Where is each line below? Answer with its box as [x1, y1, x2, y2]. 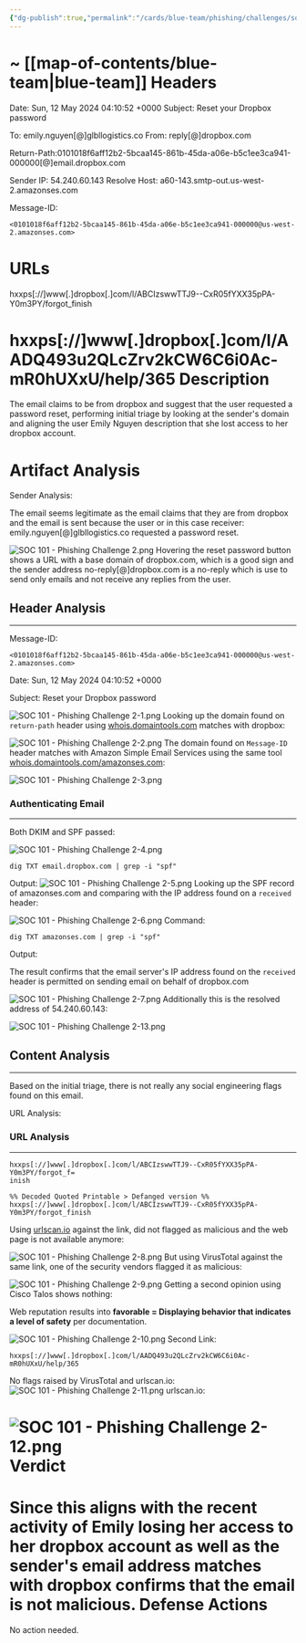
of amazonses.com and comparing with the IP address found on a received [9, 887, 291, 899]
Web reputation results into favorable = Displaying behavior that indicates [9, 1306, 291, 1317]
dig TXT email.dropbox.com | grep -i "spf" [9, 862, 178, 872]
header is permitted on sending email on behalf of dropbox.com [9, 976, 249, 987]
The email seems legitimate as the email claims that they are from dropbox [9, 508, 289, 518]
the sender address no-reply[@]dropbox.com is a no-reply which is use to [9, 564, 289, 575]
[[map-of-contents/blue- [24, 52, 218, 73]
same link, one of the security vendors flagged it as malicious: [9, 1261, 243, 1271]
